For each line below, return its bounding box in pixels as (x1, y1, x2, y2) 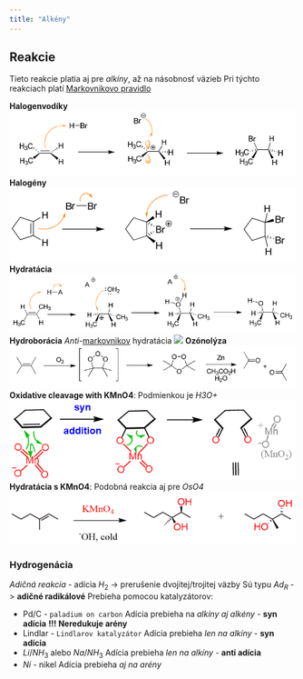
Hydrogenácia (9, 558, 73, 571)
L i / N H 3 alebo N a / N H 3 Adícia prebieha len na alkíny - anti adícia (22, 646, 261, 660)
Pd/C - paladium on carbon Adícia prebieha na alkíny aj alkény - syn (22, 608, 279, 619)
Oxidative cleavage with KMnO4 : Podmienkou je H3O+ (9, 390, 219, 401)
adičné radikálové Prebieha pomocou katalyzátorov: (16, 591, 214, 602)
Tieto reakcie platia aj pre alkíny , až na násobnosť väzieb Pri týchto (9, 74, 260, 85)
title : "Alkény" (9, 15, 71, 24)
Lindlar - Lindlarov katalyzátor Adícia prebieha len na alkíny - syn (22, 627, 275, 638)
